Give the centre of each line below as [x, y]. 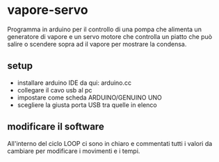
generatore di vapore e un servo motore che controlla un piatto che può [110, 36]
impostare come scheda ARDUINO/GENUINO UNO [89, 97]
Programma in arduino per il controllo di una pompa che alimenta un [104, 29]
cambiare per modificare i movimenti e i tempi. [74, 151]
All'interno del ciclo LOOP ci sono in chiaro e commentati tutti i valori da [110, 143]
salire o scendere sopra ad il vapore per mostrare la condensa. [97, 44]
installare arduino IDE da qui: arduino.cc [74, 83]
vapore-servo [48, 10]
